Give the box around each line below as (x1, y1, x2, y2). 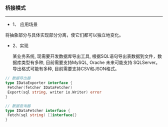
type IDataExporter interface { (5, 80, 72, 85)
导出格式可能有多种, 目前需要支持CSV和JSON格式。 (12, 66, 119, 72)
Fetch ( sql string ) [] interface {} (7, 112, 77, 118)
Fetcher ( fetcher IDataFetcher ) (7, 85, 72, 90)
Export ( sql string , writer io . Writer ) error (7, 89, 101, 94)
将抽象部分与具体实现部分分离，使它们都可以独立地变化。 (5, 32, 123, 38)
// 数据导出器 (5, 76, 31, 81)
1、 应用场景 (12, 21, 38, 27)
